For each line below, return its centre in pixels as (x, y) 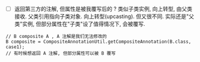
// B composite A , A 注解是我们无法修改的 (56, 37)
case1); (15, 47)
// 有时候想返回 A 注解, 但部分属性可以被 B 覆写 (61, 54)
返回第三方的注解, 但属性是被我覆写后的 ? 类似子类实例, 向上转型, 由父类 (103, 9)
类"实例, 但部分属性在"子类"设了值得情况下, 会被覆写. (80, 24)
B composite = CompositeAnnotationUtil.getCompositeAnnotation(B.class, (98, 42)
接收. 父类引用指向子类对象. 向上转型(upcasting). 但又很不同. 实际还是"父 (104, 16)
